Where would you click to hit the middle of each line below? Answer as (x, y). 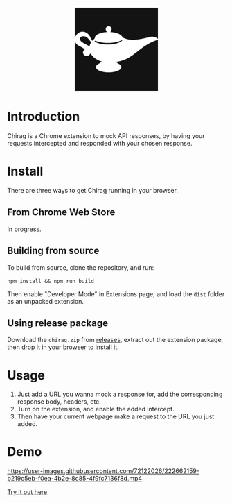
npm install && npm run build (51, 281)
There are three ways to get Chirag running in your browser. (93, 190)
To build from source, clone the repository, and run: (81, 267)
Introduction (44, 117)
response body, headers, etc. (59, 402)
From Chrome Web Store (61, 212)
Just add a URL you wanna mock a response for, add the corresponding (120, 394)
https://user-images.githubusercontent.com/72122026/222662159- (103, 471)
